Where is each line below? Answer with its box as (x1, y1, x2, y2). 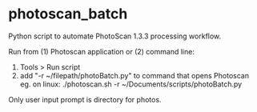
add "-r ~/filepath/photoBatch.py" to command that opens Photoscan (19, 70, 250, 80)
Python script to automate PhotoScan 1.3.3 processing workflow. (8, 31, 222, 41)
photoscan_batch (8, 5, 128, 23)
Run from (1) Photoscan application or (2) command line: (8, 46, 195, 56)
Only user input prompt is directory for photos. (8, 94, 162, 104)
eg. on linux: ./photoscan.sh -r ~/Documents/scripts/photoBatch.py (19, 79, 243, 89)
